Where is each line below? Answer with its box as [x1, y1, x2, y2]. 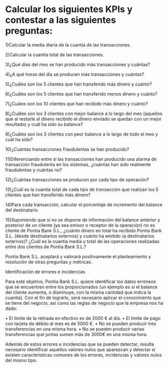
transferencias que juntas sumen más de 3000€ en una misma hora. [5, 331, 148, 337]
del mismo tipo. [5, 357, 37, 363]
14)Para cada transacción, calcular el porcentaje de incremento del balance [5, 201, 163, 208]
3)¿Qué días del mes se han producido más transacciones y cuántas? [5, 61, 150, 67]
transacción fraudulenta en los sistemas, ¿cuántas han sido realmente [5, 161, 151, 168]
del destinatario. [5, 207, 39, 213]
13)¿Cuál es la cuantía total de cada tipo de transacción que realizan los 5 [5, 186, 158, 192]
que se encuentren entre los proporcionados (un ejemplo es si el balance [5, 283, 158, 290]
